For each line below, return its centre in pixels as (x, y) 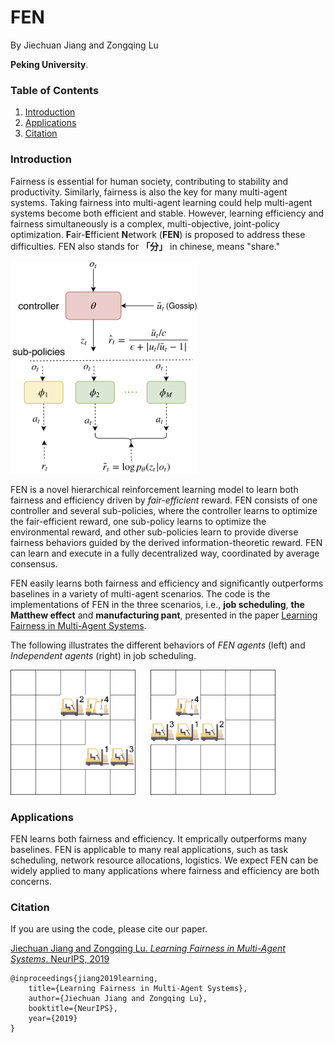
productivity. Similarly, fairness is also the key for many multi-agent (149, 192)
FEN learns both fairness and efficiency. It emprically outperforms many (158, 839)
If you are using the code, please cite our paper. (109, 929)
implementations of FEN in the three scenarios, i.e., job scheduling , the (157, 604)
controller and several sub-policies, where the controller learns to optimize (164, 510)
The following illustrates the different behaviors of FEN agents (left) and (158, 645)
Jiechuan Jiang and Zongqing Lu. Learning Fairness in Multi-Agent (148, 948)
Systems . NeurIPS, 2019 (60, 959)
